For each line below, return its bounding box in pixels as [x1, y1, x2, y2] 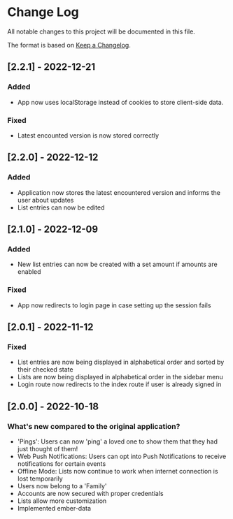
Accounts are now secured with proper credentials [17, 489, 164, 497]
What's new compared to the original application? [7, 421, 181, 431]
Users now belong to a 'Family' [17, 481, 107, 490]
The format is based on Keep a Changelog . [7, 41, 131, 49]
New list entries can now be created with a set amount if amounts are [17, 260, 218, 269]
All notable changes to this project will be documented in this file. [7, 27, 196, 36]
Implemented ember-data [17, 504, 92, 512]
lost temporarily [17, 474, 63, 483]
